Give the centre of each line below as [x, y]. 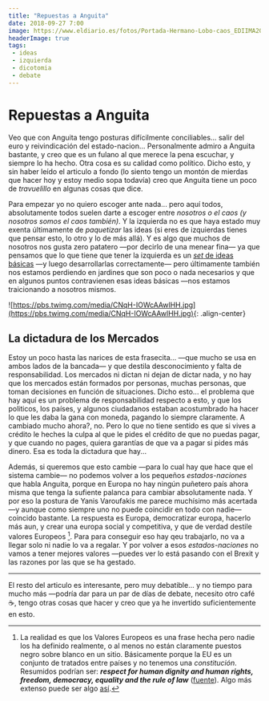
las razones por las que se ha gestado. [72, 562]
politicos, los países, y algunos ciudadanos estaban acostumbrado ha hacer [133, 409]
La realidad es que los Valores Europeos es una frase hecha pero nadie [137, 638]
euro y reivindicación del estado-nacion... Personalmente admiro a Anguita [132, 146]
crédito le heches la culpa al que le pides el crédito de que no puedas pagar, [134, 435]
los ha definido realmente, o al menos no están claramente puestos [130, 646]
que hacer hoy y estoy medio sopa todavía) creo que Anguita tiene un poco [133, 180]
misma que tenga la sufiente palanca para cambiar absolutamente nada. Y [131, 492]
